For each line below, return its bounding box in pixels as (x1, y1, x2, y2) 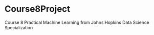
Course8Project (4, 3, 70, 15)
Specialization (4, 24, 33, 30)
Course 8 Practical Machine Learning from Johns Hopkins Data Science (4, 19, 150, 25)
